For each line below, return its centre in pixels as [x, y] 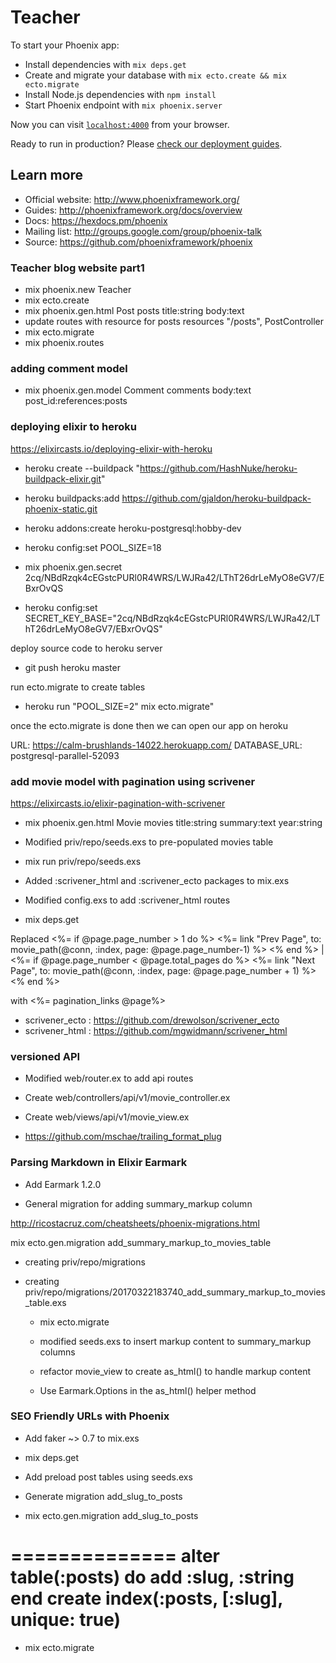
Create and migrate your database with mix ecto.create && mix [155, 75]
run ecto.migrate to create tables [78, 687]
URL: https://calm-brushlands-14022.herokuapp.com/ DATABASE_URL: [156, 745]
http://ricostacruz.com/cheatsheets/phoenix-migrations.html [135, 1223]
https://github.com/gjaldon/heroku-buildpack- [216, 498]
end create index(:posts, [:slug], [146, 1598]
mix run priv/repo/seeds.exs [83, 861]
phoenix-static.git [61, 508]
